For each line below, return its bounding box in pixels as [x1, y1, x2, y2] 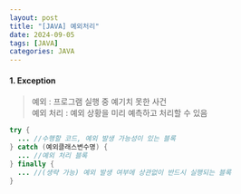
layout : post [9, 13, 59, 23]
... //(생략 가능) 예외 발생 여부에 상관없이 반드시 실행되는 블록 [17, 168, 232, 177]
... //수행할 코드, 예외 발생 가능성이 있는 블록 [17, 134, 177, 143]
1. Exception [9, 74, 56, 86]
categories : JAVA [9, 47, 75, 56]
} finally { [9, 160, 54, 169]
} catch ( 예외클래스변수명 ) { [9, 142, 109, 152]
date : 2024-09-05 [9, 30, 75, 39]
